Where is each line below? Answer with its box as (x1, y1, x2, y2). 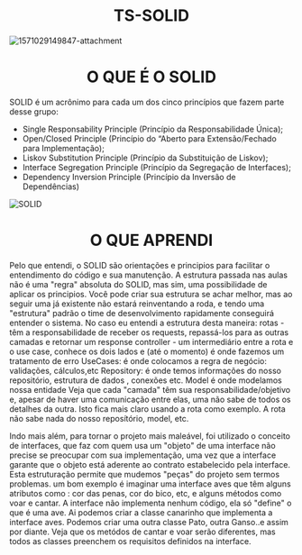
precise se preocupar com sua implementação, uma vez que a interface (9, 450, 277, 460)
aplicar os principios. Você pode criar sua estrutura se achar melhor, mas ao (9, 288, 293, 299)
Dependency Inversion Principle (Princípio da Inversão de (22, 171, 236, 182)
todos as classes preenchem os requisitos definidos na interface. (9, 535, 252, 546)
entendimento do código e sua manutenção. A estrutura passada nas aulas (9, 269, 288, 280)
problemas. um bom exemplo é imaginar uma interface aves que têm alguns (9, 478, 291, 489)
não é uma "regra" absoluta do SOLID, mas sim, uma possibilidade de (9, 278, 268, 289)
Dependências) (22, 181, 79, 192)
